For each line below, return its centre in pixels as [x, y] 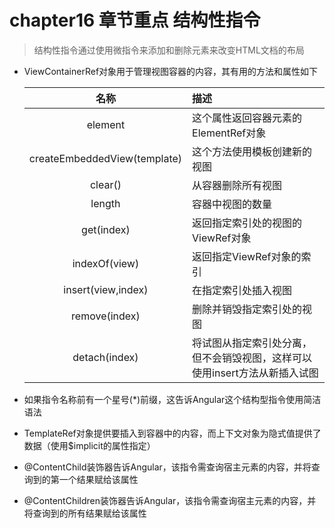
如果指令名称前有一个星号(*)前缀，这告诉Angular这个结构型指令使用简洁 [172, 399]
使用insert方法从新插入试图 [255, 373]
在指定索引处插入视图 [242, 290]
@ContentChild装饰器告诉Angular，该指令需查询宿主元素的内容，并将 [167, 467]
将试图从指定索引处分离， [252, 343]
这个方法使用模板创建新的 [252, 151]
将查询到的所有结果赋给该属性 [85, 513]
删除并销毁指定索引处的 [247, 309]
